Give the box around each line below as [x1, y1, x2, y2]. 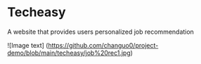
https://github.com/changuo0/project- [48, 41, 159, 49]
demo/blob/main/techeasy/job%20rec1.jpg [7, 49, 131, 57]
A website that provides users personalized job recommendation [7, 27, 195, 36]
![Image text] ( [7, 41, 48, 49]
